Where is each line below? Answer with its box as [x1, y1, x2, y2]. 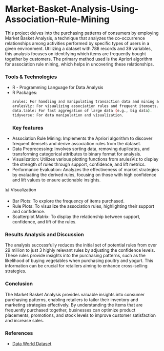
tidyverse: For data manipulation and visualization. [12, 112, 124, 118]
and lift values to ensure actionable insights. [12, 177, 101, 183]
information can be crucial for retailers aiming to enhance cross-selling [5, 263, 148, 269]
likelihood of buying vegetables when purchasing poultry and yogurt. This [5, 258, 154, 263]
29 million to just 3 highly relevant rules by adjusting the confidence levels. [5, 247, 155, 253]
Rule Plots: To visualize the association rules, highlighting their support [12, 203, 155, 209]
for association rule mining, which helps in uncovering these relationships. [5, 61, 154, 67]
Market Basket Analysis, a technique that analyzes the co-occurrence [5, 35, 145, 41]
